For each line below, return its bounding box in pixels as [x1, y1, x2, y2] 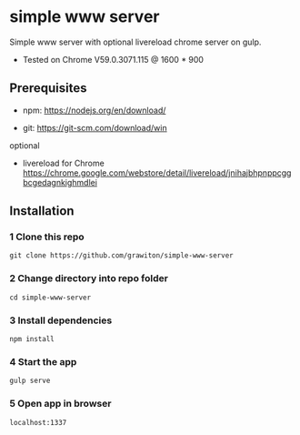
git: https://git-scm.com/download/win [22, 122, 167, 133]
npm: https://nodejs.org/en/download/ [22, 105, 166, 116]
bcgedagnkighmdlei [22, 177, 98, 187]
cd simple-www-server [9, 293, 92, 302]
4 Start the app [9, 355, 77, 368]
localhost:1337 [9, 418, 67, 427]
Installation [9, 203, 75, 219]
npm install [9, 335, 55, 344]
